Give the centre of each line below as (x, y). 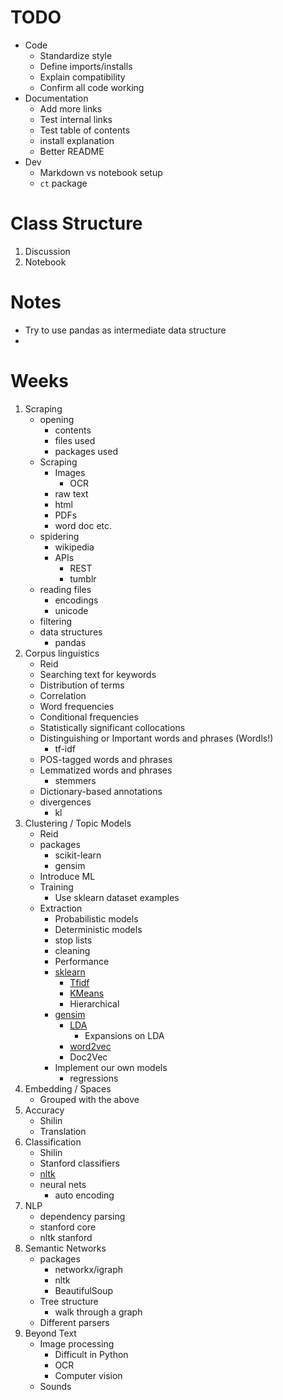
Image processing (77, 1343)
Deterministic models (98, 929)
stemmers (75, 780)
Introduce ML (67, 876)
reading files (65, 589)
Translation (63, 1131)
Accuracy (44, 1110)
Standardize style (76, 55)
